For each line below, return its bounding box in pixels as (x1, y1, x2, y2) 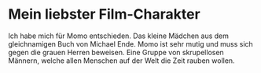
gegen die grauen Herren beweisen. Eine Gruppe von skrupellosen (8, 47, 224, 57)
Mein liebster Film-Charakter (8, 5, 200, 23)
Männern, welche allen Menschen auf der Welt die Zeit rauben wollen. (8, 56, 235, 65)
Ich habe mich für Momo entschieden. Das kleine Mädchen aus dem (8, 31, 230, 40)
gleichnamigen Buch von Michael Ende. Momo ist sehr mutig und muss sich (8, 39, 253, 48)
